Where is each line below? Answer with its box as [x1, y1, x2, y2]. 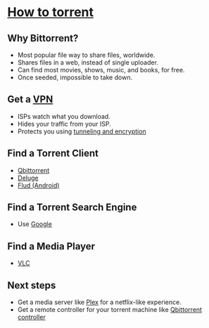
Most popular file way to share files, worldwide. [17, 51, 156, 59]
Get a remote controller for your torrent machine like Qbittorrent [17, 306, 203, 314]
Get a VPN [7, 93, 53, 105]
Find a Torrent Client [7, 147, 99, 159]
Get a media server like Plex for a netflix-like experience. [17, 298, 182, 306]
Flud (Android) [17, 181, 60, 190]
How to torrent [7, 4, 94, 20]
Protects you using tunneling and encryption [17, 127, 146, 136]
